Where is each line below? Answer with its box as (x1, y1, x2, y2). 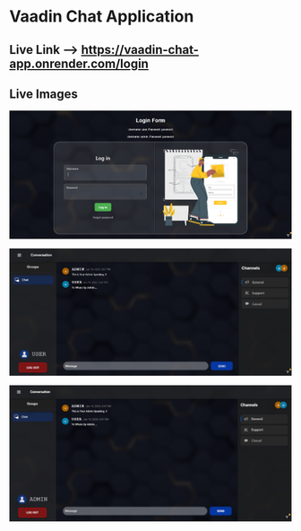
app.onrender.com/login (9, 56, 150, 71)
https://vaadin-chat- (81, 42, 200, 57)
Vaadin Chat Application (9, 6, 194, 27)
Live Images (9, 86, 79, 101)
